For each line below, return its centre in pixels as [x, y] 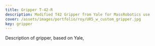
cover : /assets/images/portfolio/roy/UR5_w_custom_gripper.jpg [73, 19]
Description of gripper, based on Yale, [45, 38]
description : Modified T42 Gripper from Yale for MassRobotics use [78, 14]
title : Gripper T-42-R [29, 10]
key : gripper [19, 24]
